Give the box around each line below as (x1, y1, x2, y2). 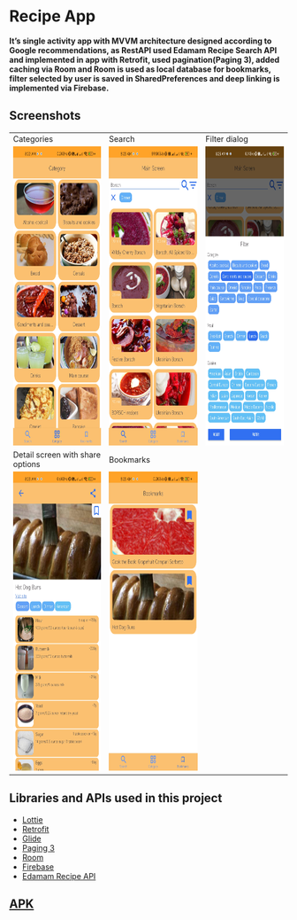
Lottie (21, 814, 43, 825)
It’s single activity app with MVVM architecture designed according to (9, 35, 272, 46)
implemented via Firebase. (9, 82, 110, 93)
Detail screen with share (12, 449, 102, 460)
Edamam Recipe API (21, 870, 96, 881)
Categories (12, 133, 54, 144)
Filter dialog (205, 133, 249, 144)
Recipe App (9, 6, 95, 27)
